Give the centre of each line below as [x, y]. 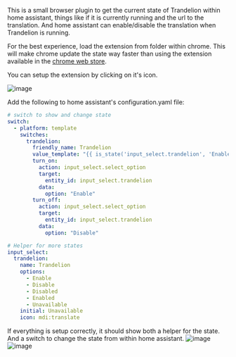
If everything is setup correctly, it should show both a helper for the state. [113, 331]
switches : [34, 134]
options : [33, 272]
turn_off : [47, 200]
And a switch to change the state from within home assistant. [96, 339]
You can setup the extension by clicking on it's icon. [83, 75]
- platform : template [45, 128]
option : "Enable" [70, 194]
